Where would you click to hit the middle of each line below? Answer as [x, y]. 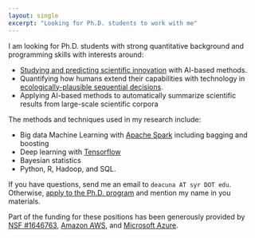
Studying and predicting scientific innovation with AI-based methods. [133, 69]
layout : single [33, 16]
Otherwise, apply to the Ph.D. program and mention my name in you [120, 192]
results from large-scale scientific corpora [89, 104]
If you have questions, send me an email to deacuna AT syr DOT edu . [120, 184]
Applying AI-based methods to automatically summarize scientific [128, 95]
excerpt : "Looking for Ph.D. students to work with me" [103, 23]
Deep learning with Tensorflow [70, 152]
